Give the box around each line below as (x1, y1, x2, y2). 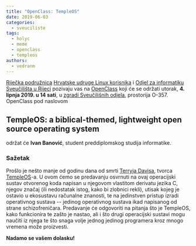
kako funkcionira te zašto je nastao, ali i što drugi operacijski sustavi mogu (6, 211, 185, 218)
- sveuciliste (11, 25, 46, 31)
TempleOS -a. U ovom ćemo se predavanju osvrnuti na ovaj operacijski (6, 173, 176, 180)
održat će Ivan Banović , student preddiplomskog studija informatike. (6, 139, 171, 146)
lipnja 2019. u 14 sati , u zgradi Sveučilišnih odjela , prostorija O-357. (6, 91, 169, 98)
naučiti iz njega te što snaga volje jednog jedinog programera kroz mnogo (6, 217, 184, 224)
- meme (11, 42, 27, 47)
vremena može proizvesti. (6, 223, 68, 230)
